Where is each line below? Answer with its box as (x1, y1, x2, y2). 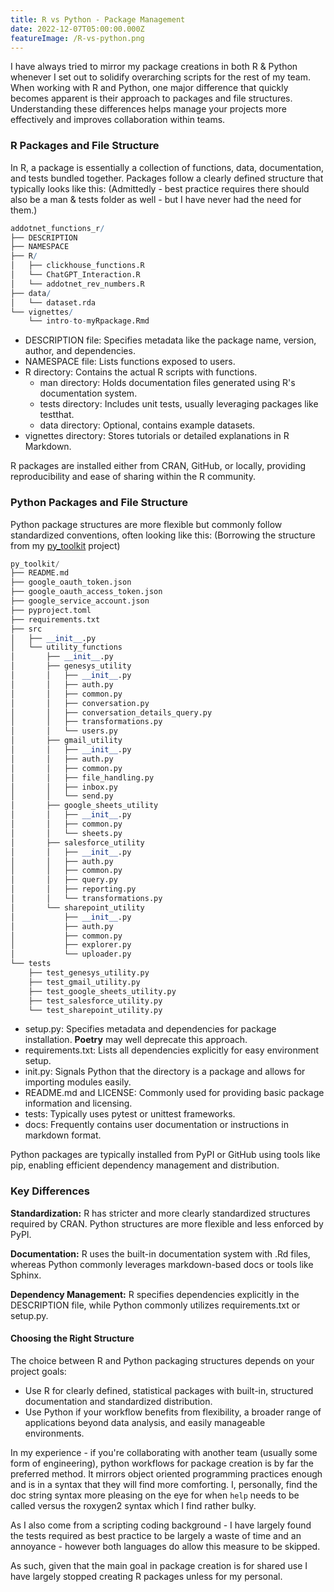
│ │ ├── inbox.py (10, 782, 118, 792)
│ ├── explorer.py (10, 940, 132, 950)
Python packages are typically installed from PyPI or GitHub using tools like (10, 1149, 321, 1161)
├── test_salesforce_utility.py (28, 996, 163, 1006)
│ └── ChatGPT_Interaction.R (10, 270, 141, 280)
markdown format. (24, 1129, 102, 1141)
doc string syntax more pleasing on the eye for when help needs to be (10, 1489, 300, 1501)
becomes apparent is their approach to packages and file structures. (10, 92, 293, 105)
